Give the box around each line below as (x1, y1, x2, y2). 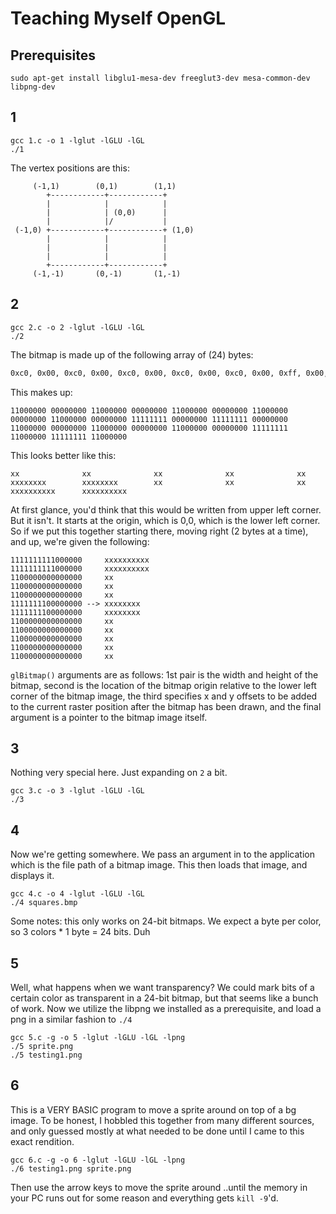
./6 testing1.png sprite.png (10, 1163, 132, 1174)
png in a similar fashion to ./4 (10, 1013, 133, 1025)
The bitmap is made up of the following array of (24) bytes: (10, 348, 254, 361)
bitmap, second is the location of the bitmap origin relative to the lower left (10, 679, 317, 691)
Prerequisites (10, 47, 96, 64)
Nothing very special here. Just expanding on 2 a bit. (10, 767, 228, 779)
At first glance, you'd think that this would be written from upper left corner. (10, 503, 322, 516)
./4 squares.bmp (10, 898, 78, 908)
